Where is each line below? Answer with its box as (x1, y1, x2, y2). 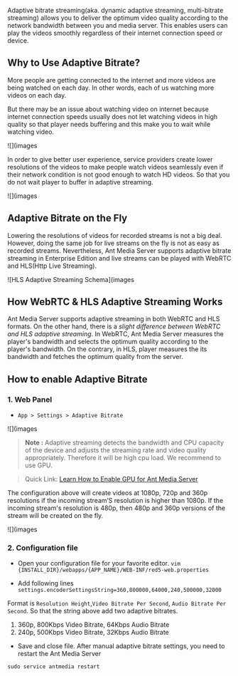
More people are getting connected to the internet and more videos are (7, 76, 216, 84)
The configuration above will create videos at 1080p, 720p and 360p (7, 489, 208, 497)
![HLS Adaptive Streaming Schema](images (7, 275, 135, 284)
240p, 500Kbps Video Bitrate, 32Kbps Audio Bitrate (17, 628, 169, 637)
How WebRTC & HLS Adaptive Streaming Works (7, 296, 223, 308)
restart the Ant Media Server (17, 650, 102, 658)
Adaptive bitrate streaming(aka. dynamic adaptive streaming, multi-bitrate (7, 6, 224, 14)
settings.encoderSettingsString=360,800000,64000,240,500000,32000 (17, 587, 222, 594)
